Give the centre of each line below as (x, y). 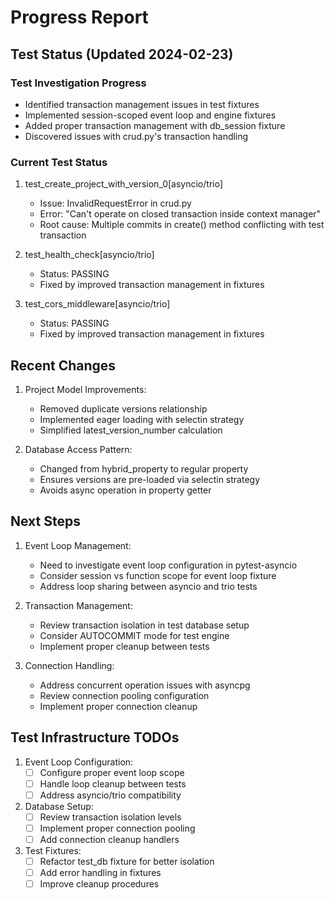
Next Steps (45, 521)
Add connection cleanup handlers (109, 839)
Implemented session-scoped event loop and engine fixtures (150, 115)
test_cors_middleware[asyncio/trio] (97, 304)
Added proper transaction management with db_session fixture (155, 125)
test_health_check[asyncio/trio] (89, 255)
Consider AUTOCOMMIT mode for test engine (134, 635)
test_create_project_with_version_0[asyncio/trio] (124, 184)
